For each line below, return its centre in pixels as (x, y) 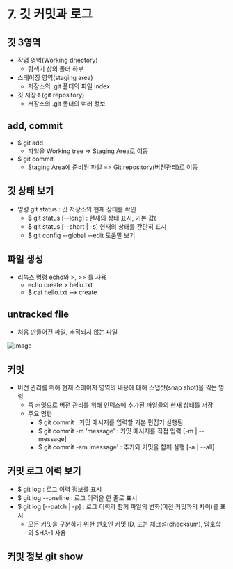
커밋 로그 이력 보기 (44, 471)
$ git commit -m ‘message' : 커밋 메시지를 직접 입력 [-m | (118, 431)
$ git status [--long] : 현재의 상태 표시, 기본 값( (92, 218)
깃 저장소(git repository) (51, 95)
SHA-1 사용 (50, 532)
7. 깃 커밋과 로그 (50, 14)
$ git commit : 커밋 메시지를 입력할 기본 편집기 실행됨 (111, 422)
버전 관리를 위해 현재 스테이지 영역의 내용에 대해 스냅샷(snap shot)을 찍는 (117, 387)
